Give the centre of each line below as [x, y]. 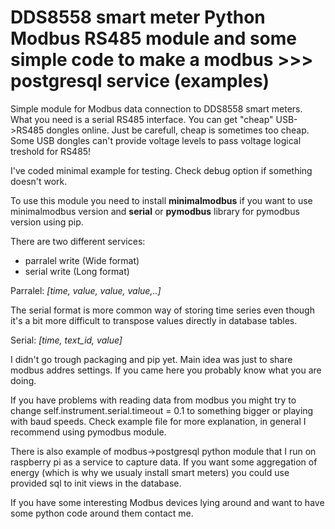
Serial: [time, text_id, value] [66, 340]
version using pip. [47, 222]
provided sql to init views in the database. [96, 483]
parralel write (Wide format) [82, 260]
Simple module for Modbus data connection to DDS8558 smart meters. [156, 108]
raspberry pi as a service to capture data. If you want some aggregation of [164, 462]
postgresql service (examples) [140, 81]
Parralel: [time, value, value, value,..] [86, 290]
